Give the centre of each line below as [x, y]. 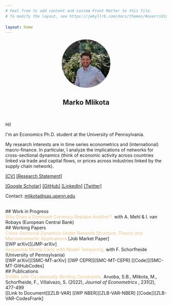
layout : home [19, 27]
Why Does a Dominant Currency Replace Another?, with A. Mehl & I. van [81, 217]
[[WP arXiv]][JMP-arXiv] [31, 244]
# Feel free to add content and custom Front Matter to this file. [79, 11]
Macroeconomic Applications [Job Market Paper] [57, 239]
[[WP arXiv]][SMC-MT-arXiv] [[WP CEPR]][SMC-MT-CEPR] [68, 260]
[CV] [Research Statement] [34, 176]
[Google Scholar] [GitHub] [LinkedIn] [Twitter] [54, 186]
